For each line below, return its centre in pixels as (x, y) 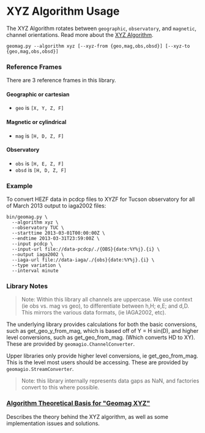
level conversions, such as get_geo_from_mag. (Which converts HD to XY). (101, 337)
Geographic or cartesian (38, 94)
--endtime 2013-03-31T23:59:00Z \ (56, 239)
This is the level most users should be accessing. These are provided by (97, 362)
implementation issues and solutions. (53, 423)
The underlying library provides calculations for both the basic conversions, (102, 324)
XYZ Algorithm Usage (63, 11)
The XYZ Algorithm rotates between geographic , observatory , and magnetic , (102, 28)
